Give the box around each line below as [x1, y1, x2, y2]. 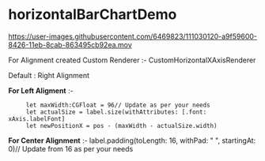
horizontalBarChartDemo [8, 6, 177, 24]
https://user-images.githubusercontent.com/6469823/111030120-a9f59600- [8, 32, 257, 41]
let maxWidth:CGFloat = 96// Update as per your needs [25, 101, 211, 109]
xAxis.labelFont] [8, 114, 66, 123]
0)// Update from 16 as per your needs [8, 144, 134, 153]
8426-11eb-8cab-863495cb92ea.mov [8, 39, 132, 49]
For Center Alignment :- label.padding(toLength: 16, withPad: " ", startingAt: [8, 136, 256, 145]
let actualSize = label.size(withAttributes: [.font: [25, 108, 207, 116]
